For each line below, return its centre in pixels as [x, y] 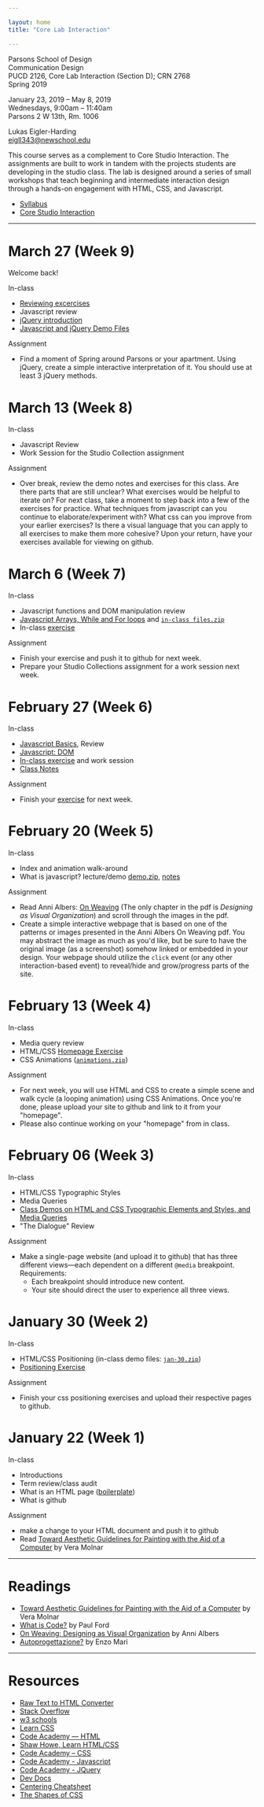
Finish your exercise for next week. [76, 799]
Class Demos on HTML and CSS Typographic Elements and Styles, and [135, 1209]
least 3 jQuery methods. [59, 376]
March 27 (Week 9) [71, 251]
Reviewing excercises [55, 303]
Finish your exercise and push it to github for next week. [110, 658]
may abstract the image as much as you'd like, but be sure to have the [133, 941]
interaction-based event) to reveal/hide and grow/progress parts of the [134, 966]
